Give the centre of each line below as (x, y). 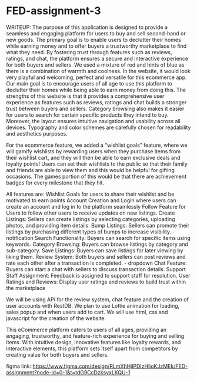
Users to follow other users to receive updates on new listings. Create (91, 213)
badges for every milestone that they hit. (55, 182)
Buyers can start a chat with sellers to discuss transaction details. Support (96, 269)
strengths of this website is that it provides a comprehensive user (85, 96)
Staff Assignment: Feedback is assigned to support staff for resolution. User (98, 275)
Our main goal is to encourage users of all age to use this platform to (89, 83)
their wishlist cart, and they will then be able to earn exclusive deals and (93, 157)
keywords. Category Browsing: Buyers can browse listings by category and (97, 244)
